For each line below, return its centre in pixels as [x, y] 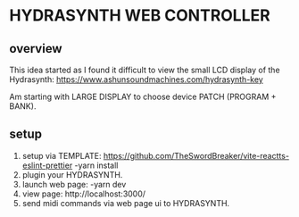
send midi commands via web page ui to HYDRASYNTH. [126, 203]
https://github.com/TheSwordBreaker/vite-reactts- [196, 155]
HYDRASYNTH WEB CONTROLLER [140, 16]
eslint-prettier [47, 165]
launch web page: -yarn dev [74, 184]
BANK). [23, 106]
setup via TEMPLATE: [62, 155]
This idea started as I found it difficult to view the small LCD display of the [145, 70]
